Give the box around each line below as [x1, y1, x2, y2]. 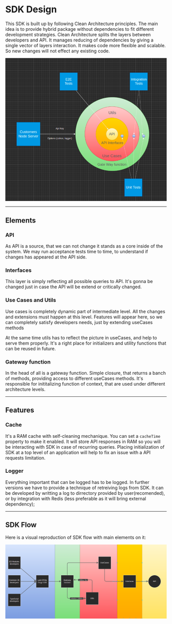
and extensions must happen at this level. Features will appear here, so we [5, 314, 163, 320]
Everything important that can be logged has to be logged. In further [5, 479, 149, 485]
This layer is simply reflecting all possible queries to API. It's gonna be [5, 278, 153, 285]
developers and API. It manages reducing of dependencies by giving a [5, 37, 154, 43]
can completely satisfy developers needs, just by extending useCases [5, 319, 153, 325]
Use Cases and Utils [5, 296, 56, 304]
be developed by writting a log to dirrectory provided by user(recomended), [5, 490, 165, 496]
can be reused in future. [5, 345, 56, 352]
